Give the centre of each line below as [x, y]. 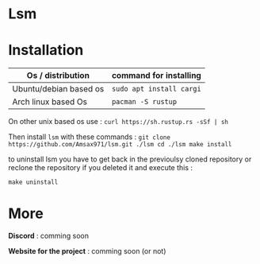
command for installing [157, 76]
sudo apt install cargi [156, 89]
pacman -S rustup [144, 102]
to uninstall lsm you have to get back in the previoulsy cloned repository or [130, 159]
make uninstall [33, 182]
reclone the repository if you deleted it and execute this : [100, 168]
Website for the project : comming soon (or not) [87, 251]
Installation [46, 50]
